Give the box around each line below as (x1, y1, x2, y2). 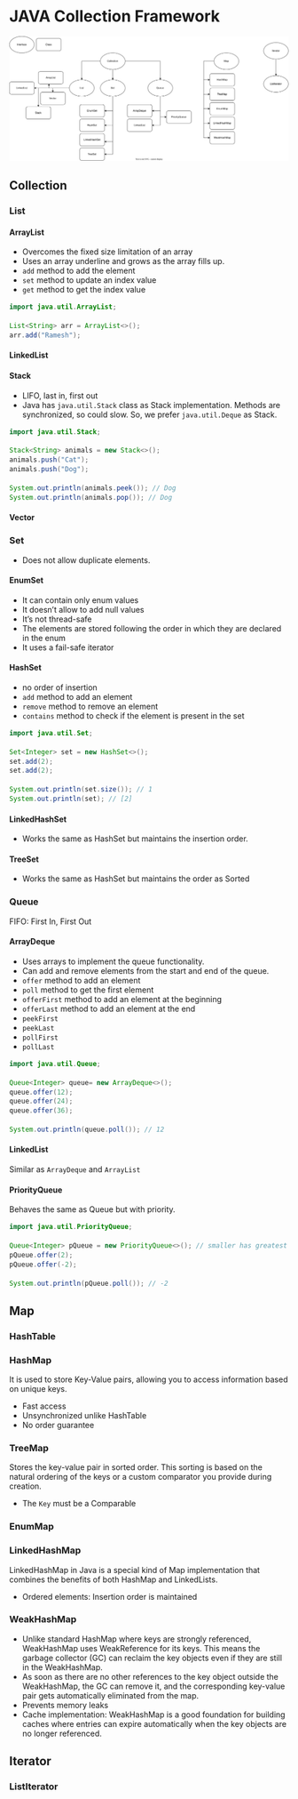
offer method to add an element (21, 975, 141, 985)
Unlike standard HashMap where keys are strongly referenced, (21, 1634, 252, 1644)
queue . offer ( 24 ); (9, 1096, 74, 1106)
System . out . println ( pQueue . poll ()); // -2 (9, 1279, 169, 1288)
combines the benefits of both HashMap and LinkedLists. (9, 1574, 218, 1585)
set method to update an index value (21, 275, 157, 285)
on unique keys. (9, 1384, 68, 1394)
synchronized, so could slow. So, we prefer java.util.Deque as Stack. (21, 409, 278, 420)
